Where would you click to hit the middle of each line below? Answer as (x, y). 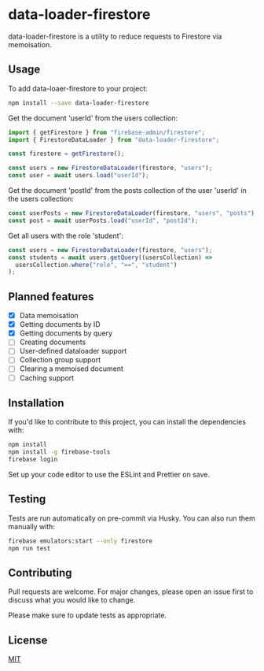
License (28, 640)
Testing (27, 499)
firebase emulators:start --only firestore (81, 541)
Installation (36, 403)
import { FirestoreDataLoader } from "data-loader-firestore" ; (114, 139)
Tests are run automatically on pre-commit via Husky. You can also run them (132, 518)
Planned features (51, 297)
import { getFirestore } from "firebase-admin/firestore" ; (107, 132)
